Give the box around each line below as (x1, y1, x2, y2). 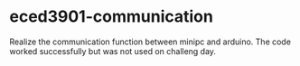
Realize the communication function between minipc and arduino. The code (9, 36, 292, 47)
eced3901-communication (9, 6, 214, 27)
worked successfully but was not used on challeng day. (9, 45, 217, 56)
